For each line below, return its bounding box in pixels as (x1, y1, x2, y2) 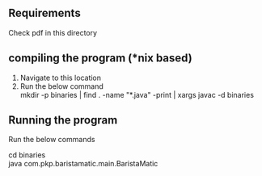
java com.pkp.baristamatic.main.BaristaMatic (8, 159, 158, 169)
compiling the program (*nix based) (8, 52, 192, 65)
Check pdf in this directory (8, 27, 98, 37)
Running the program (8, 113, 118, 128)
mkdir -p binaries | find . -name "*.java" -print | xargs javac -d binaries (19, 90, 255, 99)
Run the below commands (8, 135, 95, 145)
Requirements (8, 6, 81, 20)
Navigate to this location (19, 73, 102, 82)
